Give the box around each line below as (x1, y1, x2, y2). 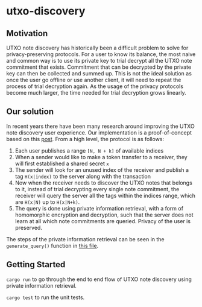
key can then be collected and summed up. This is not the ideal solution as (6, 70, 192, 77)
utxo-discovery (6, 4, 86, 18)
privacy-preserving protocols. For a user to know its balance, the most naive (6, 51, 196, 58)
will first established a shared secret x (14, 160, 110, 167)
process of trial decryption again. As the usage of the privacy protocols (6, 83, 184, 90)
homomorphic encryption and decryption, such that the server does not (14, 211, 194, 218)
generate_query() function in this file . (6, 242, 99, 249)
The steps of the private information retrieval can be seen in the (6, 235, 165, 242)
